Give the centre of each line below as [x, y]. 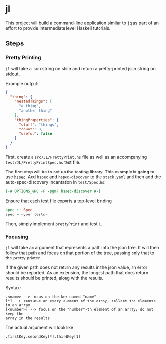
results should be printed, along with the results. [55, 278]
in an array [18, 305]
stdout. [13, 74]
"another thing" [35, 111]
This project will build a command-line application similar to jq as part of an [82, 23]
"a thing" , [30, 106]
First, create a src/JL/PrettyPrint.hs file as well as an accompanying [76, 157]
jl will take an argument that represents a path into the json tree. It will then [82, 247]
